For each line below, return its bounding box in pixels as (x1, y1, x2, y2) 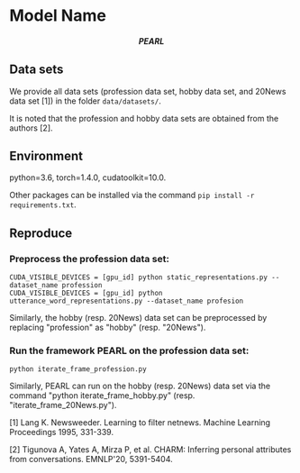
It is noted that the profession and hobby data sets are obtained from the (9, 113, 279, 123)
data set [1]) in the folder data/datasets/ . (9, 96, 162, 106)
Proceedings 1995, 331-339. (9, 427, 114, 438)
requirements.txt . (9, 199, 77, 210)
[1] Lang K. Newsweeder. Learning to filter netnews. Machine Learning (9, 417, 271, 428)
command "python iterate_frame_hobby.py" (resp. (9, 390, 195, 401)
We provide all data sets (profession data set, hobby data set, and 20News (9, 86, 286, 96)
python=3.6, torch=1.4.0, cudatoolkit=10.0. (9, 172, 167, 183)
